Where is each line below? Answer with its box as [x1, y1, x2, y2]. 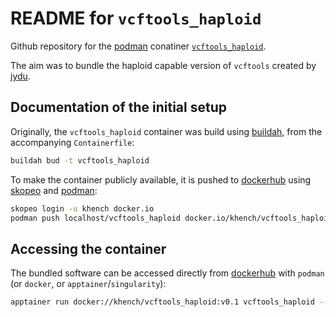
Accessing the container [10, 240, 167, 257]
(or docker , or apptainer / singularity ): [10, 278, 167, 290]
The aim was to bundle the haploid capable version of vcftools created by [10, 59, 317, 71]
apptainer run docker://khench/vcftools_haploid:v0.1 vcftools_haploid [10, 297, 315, 307]
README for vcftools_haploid [10, 7, 262, 30]
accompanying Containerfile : [10, 136, 135, 148]
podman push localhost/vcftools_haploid [10, 213, 182, 223]
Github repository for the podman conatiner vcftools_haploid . [10, 40, 267, 52]
